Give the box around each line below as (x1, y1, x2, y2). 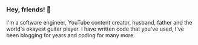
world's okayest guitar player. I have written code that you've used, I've (6, 25, 185, 32)
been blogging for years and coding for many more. (6, 32, 135, 39)
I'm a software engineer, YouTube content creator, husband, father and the (6, 19, 193, 26)
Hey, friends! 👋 (6, 5, 51, 14)
